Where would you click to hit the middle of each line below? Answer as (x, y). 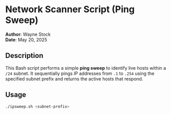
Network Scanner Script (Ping (70, 9)
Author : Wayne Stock (28, 34)
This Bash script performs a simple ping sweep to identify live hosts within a (86, 68)
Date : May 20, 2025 (26, 40)
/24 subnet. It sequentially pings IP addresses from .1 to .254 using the (80, 73)
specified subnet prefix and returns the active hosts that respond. (74, 79)
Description (24, 56)
